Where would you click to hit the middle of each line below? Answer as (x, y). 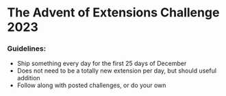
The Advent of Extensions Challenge (113, 13)
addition (28, 78)
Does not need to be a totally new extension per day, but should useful (117, 71)
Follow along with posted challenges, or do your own (91, 85)
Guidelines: (27, 49)
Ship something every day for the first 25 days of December (102, 64)
